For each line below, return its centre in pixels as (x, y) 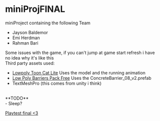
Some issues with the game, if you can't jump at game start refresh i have (80, 53)
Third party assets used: (30, 63)
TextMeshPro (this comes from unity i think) (57, 83)
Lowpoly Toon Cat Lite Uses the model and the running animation (79, 72)
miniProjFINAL (35, 9)
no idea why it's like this (30, 58)
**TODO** (17, 98)
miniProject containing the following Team (48, 23)
